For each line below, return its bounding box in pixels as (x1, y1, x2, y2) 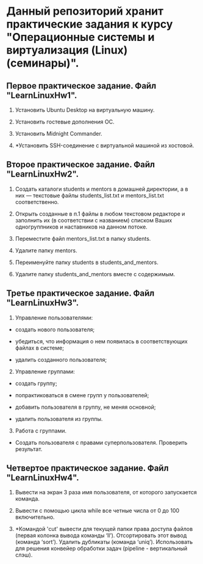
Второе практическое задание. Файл (6, 159, 155, 170)
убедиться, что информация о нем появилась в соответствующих (15, 337, 188, 345)
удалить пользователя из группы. (15, 415, 103, 422)
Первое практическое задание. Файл (6, 81, 157, 91)
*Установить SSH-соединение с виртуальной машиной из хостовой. (15, 142, 194, 149)
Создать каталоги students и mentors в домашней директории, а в (15, 185, 188, 192)
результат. (15, 445, 43, 453)
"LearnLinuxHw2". (6, 169, 79, 180)
